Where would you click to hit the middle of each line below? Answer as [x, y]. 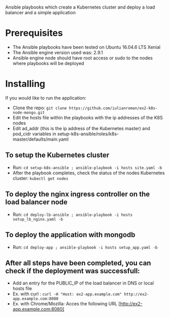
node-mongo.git [29, 113]
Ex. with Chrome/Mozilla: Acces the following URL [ [66, 304]
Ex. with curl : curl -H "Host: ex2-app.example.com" [67, 294]
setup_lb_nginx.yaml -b [38, 219]
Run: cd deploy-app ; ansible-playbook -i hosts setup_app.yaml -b [85, 247]
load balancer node [36, 202]
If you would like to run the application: [46, 98]
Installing [25, 84]
